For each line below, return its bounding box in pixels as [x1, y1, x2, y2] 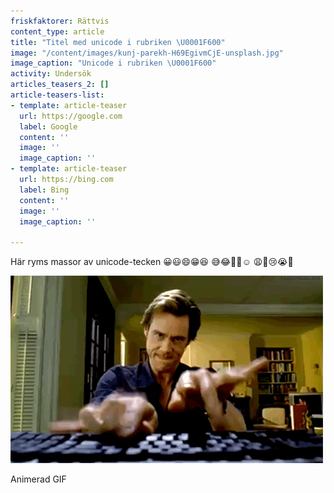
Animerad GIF [10, 473, 67, 485]
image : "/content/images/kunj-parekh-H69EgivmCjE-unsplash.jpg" [10, 48, 284, 58]
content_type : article [10, 26, 105, 37]
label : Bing [19, 185, 70, 195]
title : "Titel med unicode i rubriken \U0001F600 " [10, 37, 226, 47]
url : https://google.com [19, 111, 123, 121]
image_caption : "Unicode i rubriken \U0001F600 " [10, 58, 217, 69]
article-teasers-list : [10, 90, 105, 100]
